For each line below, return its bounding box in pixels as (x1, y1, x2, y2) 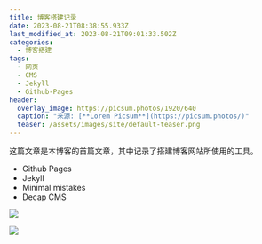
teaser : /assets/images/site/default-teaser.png (17, 121, 201, 130)
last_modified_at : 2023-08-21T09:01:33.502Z (9, 29, 177, 38)
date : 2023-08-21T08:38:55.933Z (9, 21, 129, 30)
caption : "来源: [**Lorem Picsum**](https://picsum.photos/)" (17, 112, 250, 121)
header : (9, 95, 38, 105)
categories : (9, 37, 53, 47)
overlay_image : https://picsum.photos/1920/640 (17, 104, 197, 113)
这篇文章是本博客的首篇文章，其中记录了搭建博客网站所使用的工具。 (9, 146, 258, 156)
